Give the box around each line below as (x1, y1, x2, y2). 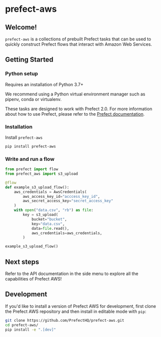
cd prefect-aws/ (5, 322, 38, 328)
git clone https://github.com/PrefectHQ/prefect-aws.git (5, 318, 125, 323)
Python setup (5, 70, 38, 77)
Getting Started (5, 56, 54, 64)
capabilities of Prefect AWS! (5, 276, 62, 281)
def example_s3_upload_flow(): (5, 184, 69, 190)
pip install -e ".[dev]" (5, 327, 56, 332)
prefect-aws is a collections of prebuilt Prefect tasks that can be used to (5, 36, 151, 42)
